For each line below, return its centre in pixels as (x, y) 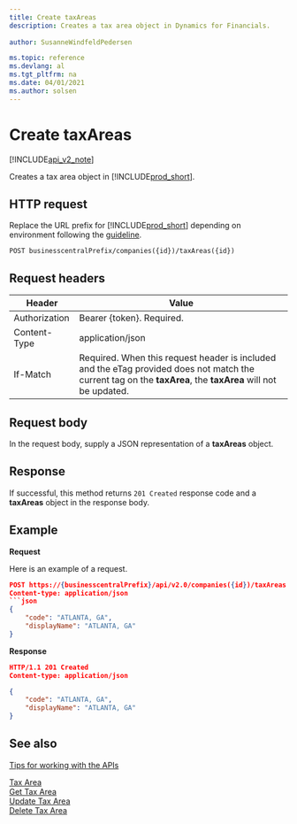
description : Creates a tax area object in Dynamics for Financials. (140, 26)
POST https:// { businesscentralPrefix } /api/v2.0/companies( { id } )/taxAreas (148, 585)
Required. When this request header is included (178, 358)
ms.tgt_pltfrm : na (43, 75)
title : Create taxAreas (53, 17)
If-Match (32, 374)
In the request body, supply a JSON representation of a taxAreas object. (141, 444)
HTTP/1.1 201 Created (49, 667)
